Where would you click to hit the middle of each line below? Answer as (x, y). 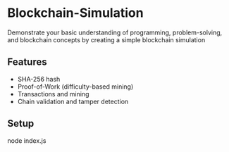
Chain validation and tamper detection (73, 101)
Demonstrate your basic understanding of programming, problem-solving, (115, 32)
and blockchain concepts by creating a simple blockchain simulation (106, 39)
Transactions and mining (53, 94)
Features (27, 62)
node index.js (27, 140)
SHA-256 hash (39, 79)
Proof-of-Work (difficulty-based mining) (75, 87)
